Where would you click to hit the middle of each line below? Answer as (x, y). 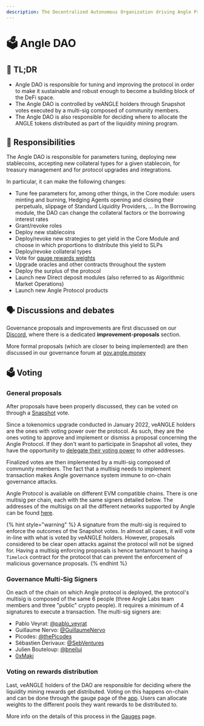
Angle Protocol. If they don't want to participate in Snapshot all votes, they (99, 444)
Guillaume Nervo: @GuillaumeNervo (60, 630)
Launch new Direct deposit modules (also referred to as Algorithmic (100, 277)
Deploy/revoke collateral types (53, 252)
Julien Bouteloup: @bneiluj (49, 649)
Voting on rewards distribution (52, 672)
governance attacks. (32, 481)
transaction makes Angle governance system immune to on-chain (89, 475)
